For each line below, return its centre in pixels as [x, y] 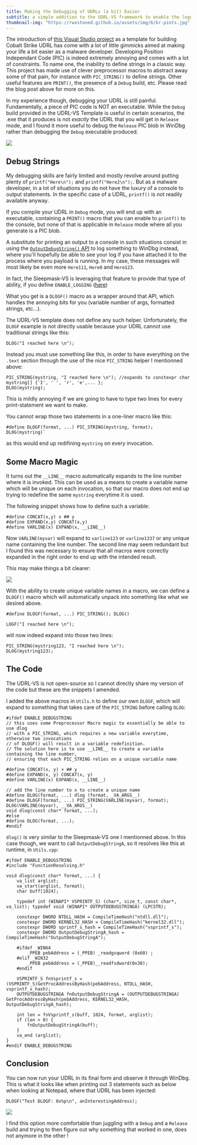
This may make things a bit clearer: [48, 568]
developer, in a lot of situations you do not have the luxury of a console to [95, 188]
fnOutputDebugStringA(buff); [63, 1025]
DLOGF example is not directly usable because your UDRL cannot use [89, 327]
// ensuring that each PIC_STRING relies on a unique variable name [91, 759]
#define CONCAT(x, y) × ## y [42, 769]
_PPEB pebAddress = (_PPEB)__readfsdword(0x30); [88, 963]
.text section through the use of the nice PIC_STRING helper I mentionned [94, 361]
